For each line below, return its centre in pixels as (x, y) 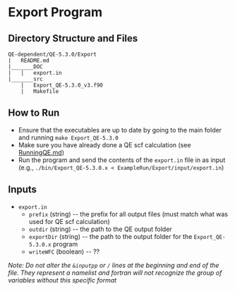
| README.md (29, 61)
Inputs (23, 190)
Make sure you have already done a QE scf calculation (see (104, 144)
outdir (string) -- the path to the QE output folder (100, 229)
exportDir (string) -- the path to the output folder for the (110, 236)
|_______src (25, 79)
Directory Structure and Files (73, 38)
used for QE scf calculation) (69, 221)
